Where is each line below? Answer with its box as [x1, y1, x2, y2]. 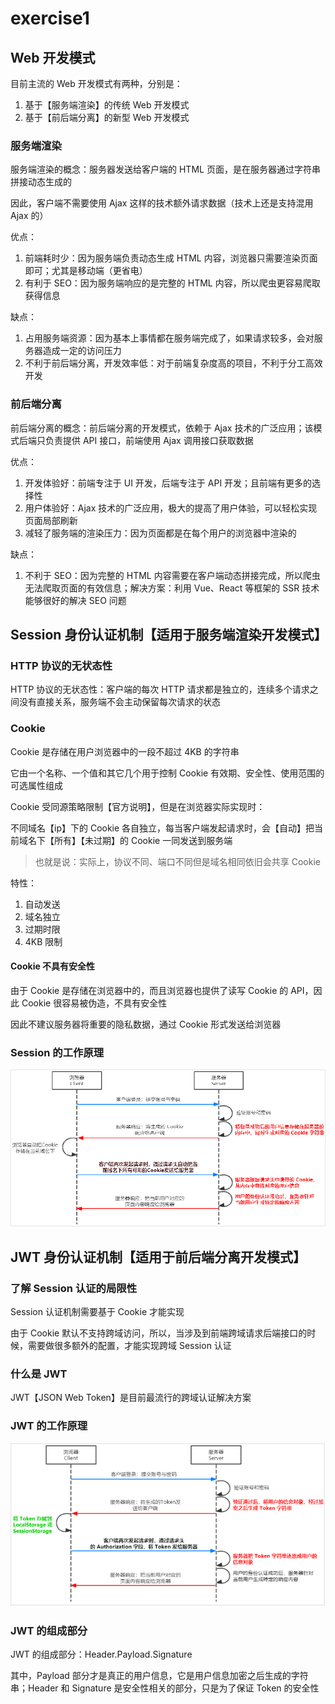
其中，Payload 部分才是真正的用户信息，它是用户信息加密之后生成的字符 [10, 1669, 309, 1681]
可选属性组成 [10, 779, 63, 791]
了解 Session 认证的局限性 [10, 1281, 138, 1295]
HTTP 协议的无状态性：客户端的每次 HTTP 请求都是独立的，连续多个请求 [10, 683, 310, 696]
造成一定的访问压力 [42, 345, 122, 357]
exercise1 [10, 7, 90, 30]
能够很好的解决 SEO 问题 [24, 594, 127, 606]
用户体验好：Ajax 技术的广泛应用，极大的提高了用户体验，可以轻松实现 [24, 502, 318, 514]
